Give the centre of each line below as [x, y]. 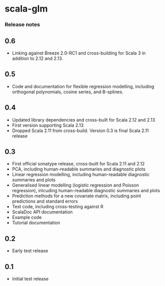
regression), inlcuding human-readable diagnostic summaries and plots [86, 191]
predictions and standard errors [45, 201]
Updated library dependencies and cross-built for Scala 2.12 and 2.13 [84, 120]
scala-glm [26, 9]
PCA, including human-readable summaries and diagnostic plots [79, 169]
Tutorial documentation [36, 223]
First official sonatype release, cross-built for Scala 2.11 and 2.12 [78, 164]
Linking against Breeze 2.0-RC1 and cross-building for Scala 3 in [79, 53]
